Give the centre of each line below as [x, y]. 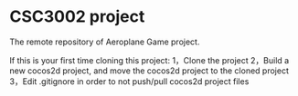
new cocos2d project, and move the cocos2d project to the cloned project [149, 71]
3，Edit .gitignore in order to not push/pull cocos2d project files [129, 81]
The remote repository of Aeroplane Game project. [105, 42]
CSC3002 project [77, 17]
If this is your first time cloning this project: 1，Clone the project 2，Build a [149, 60]
